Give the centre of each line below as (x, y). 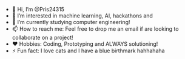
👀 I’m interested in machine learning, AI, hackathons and (82, 16)
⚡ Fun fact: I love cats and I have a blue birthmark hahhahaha (88, 51)
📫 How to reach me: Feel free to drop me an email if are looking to (95, 29)
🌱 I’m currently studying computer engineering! (71, 22)
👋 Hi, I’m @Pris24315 (38, 9)
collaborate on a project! (43, 37)
